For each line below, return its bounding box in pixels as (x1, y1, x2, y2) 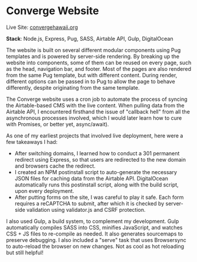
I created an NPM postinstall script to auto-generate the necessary (14, 168, 178, 175)
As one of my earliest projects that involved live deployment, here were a (6, 132, 183, 139)
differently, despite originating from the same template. (6, 84, 140, 91)
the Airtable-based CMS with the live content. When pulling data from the (6, 101, 185, 109)
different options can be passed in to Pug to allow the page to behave (6, 78, 175, 85)
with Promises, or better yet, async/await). (6, 120, 109, 127)
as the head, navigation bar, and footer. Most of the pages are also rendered (6, 65, 192, 72)
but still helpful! (6, 249, 44, 256)
